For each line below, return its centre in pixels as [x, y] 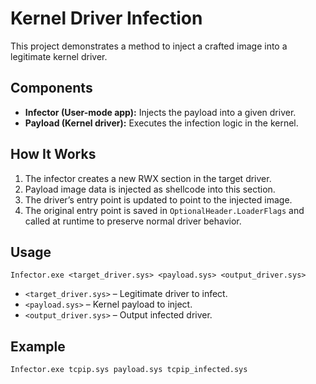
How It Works [53, 154]
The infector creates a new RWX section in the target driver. [148, 178]
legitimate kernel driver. [59, 56]
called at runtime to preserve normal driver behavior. [133, 221]
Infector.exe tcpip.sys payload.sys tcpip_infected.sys [129, 370]
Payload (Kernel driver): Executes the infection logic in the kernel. [161, 123]
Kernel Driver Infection [106, 18]
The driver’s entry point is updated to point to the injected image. [158, 199]
